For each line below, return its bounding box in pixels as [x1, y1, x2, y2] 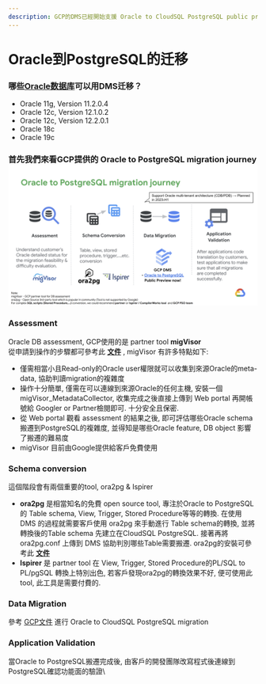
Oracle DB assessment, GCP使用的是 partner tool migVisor [8, 336, 202, 346]
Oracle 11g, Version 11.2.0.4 [19, 99, 109, 108]
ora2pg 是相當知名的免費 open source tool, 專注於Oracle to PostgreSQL [19, 499, 255, 508]
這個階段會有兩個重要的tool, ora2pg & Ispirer [8, 482, 154, 492]
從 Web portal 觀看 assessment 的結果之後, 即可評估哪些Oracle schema [19, 412, 253, 423]
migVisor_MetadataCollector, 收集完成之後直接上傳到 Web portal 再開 [19, 393, 247, 403]
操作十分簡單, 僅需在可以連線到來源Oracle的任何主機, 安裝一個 [19, 383, 223, 393]
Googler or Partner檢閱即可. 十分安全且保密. [35, 403, 180, 412]
